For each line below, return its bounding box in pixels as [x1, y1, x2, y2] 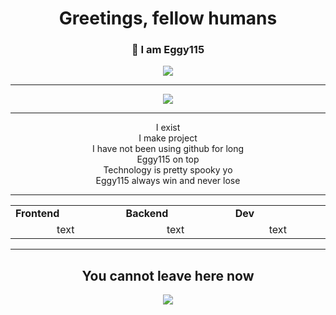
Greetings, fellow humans [58, 7, 278, 30]
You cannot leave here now [81, 267, 255, 284]
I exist [155, 122, 181, 134]
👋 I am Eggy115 [131, 43, 205, 57]
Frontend [15, 207, 60, 221]
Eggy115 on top [136, 153, 200, 166]
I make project [138, 132, 198, 144]
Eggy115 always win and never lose [95, 175, 241, 187]
